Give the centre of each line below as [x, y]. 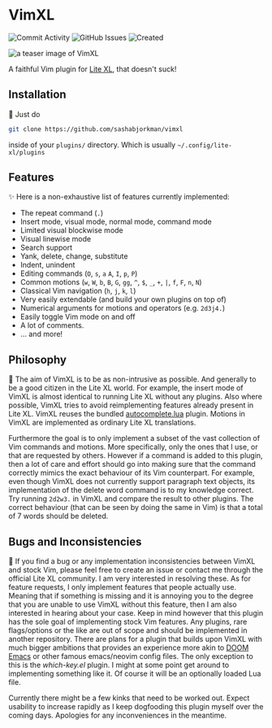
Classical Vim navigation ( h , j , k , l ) [78, 291]
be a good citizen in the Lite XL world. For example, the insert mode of [126, 388]
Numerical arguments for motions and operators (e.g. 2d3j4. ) [123, 308]
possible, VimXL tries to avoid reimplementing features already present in [131, 405]
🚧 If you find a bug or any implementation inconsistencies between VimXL [132, 561]
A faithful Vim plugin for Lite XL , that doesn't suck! [93, 69]
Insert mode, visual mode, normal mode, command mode [116, 222]
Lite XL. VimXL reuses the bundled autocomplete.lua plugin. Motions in [127, 414]
